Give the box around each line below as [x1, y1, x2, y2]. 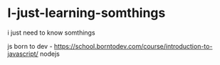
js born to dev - [7, 42, 53, 50]
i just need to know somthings [7, 28, 95, 37]
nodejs [40, 49, 61, 58]
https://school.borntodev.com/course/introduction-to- [53, 42, 213, 50]
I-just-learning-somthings [7, 5, 166, 21]
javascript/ [7, 49, 39, 58]
